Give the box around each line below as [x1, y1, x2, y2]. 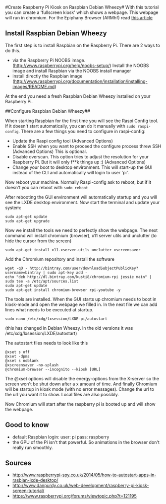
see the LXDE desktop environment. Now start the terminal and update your [5, 199, 160, 205]
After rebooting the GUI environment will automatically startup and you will [5, 194, 157, 200]
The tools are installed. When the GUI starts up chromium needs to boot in [5, 296, 157, 302]
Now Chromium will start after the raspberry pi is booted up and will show [5, 401, 156, 407]
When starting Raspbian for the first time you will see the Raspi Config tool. [5, 118, 159, 124]
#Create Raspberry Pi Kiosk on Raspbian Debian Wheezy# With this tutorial [5, 4, 159, 10]
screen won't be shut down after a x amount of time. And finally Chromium [5, 381, 158, 387]
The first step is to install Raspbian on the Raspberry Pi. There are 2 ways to [5, 42, 160, 48]
